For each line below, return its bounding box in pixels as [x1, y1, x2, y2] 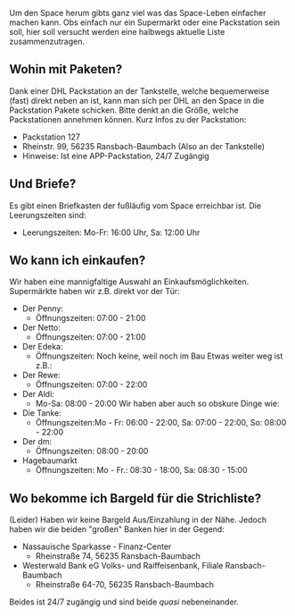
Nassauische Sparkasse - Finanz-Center [21, 541, 172, 553]
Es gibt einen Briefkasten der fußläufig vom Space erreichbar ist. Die [9, 200, 261, 211]
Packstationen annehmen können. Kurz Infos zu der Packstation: [9, 114, 247, 124]
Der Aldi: [21, 389, 55, 400]
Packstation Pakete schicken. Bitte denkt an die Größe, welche [9, 105, 239, 115]
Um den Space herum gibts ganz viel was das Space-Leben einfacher [9, 8, 266, 18]
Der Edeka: [21, 342, 63, 352]
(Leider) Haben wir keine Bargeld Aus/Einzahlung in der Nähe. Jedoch [9, 514, 267, 526]
